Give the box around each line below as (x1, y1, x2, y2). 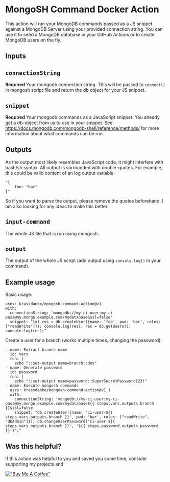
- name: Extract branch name (5, 347, 67, 352)
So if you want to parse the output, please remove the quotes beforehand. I (5, 197, 163, 204)
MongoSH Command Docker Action (5, 4, 159, 15)
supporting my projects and (5, 461, 64, 467)
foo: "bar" (14, 184, 38, 189)
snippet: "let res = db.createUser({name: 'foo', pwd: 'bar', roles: (10, 319, 161, 325)
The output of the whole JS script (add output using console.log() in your (5, 257, 161, 264)
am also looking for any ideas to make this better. (5, 203, 109, 209)
